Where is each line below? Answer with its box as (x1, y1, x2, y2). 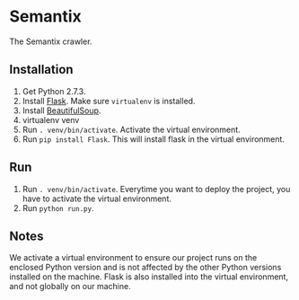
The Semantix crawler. (9, 36, 92, 47)
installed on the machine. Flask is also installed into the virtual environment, (9, 271, 289, 282)
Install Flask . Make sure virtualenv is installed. (22, 95, 196, 106)
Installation (9, 62, 74, 77)
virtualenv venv (22, 114, 80, 125)
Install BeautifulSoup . (22, 105, 101, 116)
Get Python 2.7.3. (22, 85, 86, 96)
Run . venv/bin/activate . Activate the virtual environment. (22, 124, 241, 135)
